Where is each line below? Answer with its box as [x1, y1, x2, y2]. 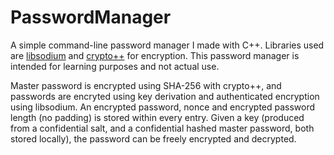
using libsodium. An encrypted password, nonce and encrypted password [10, 101, 316, 113]
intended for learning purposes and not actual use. [10, 60, 220, 72]
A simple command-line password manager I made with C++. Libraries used [10, 39, 325, 51]
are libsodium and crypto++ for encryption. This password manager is [10, 49, 300, 61]
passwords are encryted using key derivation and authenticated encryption [10, 90, 320, 102]
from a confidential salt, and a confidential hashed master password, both [10, 122, 315, 134]
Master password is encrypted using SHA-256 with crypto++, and [10, 79, 282, 91]
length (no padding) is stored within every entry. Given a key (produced [10, 111, 305, 123]
